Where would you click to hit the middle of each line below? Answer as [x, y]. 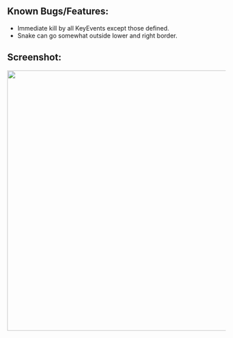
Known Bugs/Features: [58, 11]
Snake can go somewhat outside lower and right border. [97, 35]
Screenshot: [34, 57]
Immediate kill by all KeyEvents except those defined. [93, 28]
